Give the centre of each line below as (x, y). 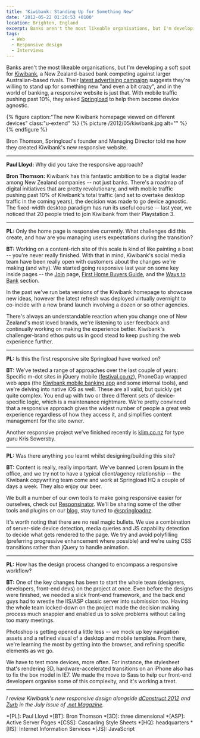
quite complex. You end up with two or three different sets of (81, 395)
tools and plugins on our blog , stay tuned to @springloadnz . (79, 510)
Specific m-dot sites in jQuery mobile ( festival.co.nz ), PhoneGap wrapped (97, 376)
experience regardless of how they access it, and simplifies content (89, 414)
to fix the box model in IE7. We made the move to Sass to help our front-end (99, 675)
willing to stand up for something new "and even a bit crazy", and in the (94, 86)
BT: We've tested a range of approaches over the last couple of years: (92, 370)
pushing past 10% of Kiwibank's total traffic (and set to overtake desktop (96, 195)
